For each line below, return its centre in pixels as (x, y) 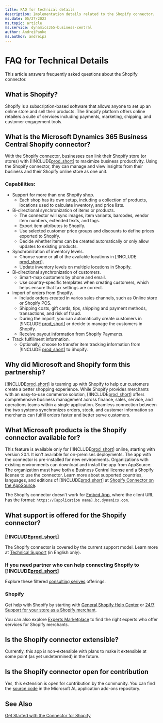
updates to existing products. (49, 246)
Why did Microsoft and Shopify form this (68, 365)
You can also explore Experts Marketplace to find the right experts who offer (81, 619)
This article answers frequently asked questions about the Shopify (71, 74)
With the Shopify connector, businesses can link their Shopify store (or (76, 156)
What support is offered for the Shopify (66, 515)
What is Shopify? (32, 94)
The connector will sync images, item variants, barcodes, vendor (84, 215)
